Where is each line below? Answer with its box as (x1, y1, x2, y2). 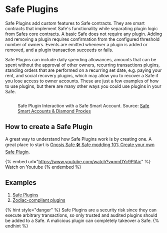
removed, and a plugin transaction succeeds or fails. (5, 47, 113, 53)
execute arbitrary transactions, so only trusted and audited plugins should (5, 212, 157, 218)
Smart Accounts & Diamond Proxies (17, 108, 91, 114)
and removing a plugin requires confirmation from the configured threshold (5, 36, 160, 42)
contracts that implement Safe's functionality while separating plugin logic (5, 25, 158, 31)
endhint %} (5, 222, 28, 229)
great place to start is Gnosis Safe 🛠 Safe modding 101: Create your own (5, 142, 155, 148)
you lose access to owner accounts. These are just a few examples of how (5, 78, 159, 84)
